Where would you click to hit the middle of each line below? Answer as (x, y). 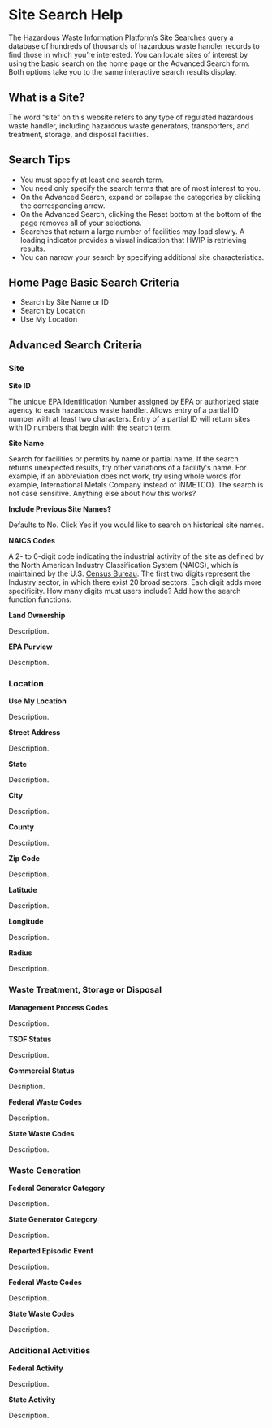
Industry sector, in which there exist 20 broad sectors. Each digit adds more (135, 582)
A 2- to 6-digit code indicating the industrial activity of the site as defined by (136, 556)
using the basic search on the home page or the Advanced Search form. (129, 63)
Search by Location (53, 311)
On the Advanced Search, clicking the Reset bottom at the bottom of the (141, 214)
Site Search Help (66, 15)
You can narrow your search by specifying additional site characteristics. (142, 257)
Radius (20, 953)
